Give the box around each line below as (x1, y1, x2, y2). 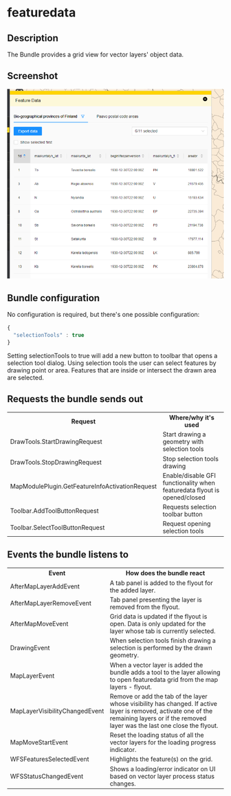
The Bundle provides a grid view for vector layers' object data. (7, 50, 184, 58)
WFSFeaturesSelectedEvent (10, 755, 89, 764)
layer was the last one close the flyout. (109, 721, 219, 729)
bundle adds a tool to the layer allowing (109, 668, 221, 676)
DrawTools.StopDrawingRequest (10, 458, 102, 467)
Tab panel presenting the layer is (109, 595, 202, 604)
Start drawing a (162, 430, 206, 439)
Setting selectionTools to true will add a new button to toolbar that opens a (7, 351, 218, 360)
